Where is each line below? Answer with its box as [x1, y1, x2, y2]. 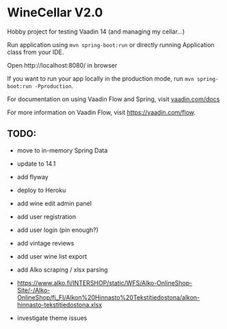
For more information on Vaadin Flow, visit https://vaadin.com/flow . [7, 108, 196, 116]
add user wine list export [16, 252, 88, 261]
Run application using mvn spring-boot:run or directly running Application [7, 40, 215, 49]
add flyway [16, 172, 49, 181]
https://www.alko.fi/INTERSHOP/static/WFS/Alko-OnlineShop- [16, 278, 193, 287]
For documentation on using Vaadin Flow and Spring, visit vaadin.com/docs [7, 94, 220, 103]
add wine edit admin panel [16, 199, 92, 207]
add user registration [16, 212, 77, 220]
